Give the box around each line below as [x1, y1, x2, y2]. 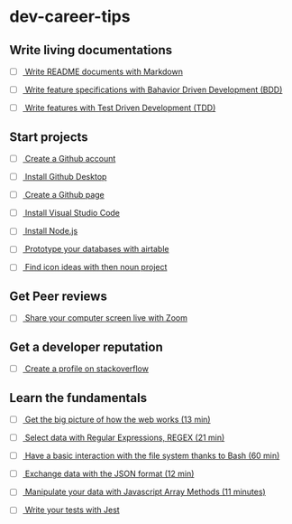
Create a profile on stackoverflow [24, 363, 149, 374]
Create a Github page [24, 190, 105, 201]
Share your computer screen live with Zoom [24, 313, 187, 323]
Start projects [9, 129, 88, 145]
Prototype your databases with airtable [24, 244, 169, 255]
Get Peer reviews [9, 288, 108, 304]
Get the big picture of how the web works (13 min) [24, 414, 211, 425]
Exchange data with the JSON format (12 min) [24, 468, 195, 480]
